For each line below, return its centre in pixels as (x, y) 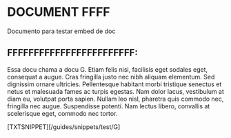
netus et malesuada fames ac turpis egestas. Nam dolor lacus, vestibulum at (115, 91)
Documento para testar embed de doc (61, 31)
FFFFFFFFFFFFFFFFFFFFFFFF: (72, 53)
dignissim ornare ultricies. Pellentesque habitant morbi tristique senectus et (114, 84)
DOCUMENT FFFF (59, 12)
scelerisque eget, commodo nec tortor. (62, 113)
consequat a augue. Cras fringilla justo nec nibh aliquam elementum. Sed (111, 77)
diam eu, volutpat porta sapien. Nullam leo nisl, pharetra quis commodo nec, (115, 99)
